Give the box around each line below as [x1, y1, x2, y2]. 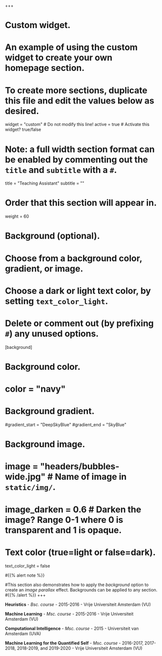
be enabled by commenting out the [5, 154, 148, 165]
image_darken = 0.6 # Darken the [5, 504, 142, 515]
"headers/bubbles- [40, 461, 119, 472]
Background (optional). [5, 230, 100, 242]
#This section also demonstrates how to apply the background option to [5, 582, 149, 587]
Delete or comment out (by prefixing [5, 318, 154, 328]
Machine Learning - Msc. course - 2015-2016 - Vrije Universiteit [5, 611, 134, 617]
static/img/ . [5, 482, 56, 493]
